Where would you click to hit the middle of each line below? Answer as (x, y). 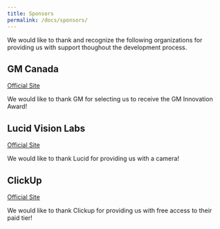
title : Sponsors (30, 14)
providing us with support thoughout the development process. (97, 47)
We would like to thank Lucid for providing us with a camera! (93, 159)
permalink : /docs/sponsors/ (48, 20)
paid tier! (20, 218)
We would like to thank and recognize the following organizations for (105, 40)
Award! (17, 107)
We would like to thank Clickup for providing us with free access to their (110, 210)
